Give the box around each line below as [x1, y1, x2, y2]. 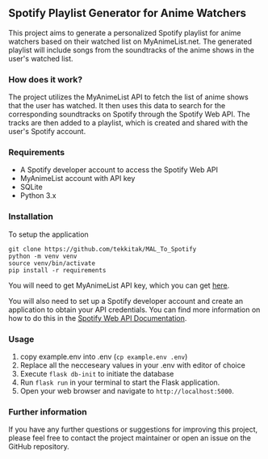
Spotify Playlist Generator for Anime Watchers [8, 6, 246, 20]
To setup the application [8, 229, 89, 239]
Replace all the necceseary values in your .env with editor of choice [19, 360, 246, 370]
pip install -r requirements [8, 266, 107, 274]
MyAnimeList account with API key [19, 174, 136, 183]
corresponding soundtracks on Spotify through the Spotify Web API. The [8, 109, 250, 120]
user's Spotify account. [8, 127, 86, 137]
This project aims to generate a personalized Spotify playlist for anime [8, 27, 241, 37]
